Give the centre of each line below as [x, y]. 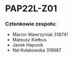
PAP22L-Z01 [31, 9]
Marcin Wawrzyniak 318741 [40, 34]
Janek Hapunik [28, 45]
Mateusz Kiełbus [30, 40]
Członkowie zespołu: [31, 24]
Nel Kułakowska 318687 [37, 50]
